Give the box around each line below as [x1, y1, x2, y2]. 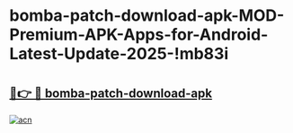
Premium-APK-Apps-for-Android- [9, 24, 269, 45]
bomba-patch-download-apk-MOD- [9, 5, 285, 26]
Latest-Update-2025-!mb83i [9, 44, 229, 64]
